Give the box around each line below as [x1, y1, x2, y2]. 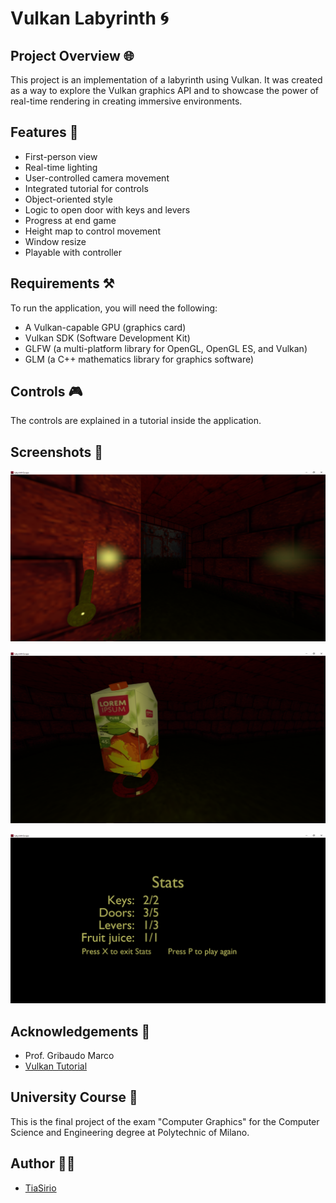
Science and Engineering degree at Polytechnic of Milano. [10, 1126, 250, 1138]
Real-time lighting [24, 161, 98, 173]
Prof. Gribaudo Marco [24, 1050, 115, 1062]
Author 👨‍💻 [10, 1155, 76, 1172]
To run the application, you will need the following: [10, 302, 218, 314]
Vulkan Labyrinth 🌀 [10, 7, 169, 30]
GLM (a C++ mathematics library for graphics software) [24, 353, 255, 365]
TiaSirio [24, 1182, 57, 1194]
